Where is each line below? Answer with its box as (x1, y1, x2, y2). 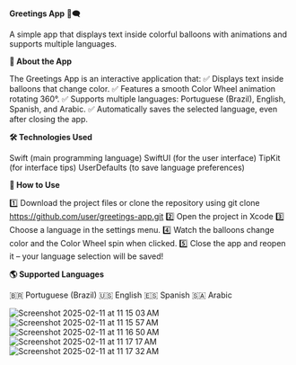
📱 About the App (9, 56, 73, 67)
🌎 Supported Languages (9, 269, 105, 280)
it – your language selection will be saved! (9, 251, 164, 262)
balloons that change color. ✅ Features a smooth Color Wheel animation (9, 84, 276, 93)
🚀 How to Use (9, 180, 60, 190)
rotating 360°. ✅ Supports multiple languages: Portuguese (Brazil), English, (9, 93, 286, 104)
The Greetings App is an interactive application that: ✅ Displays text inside (9, 74, 284, 84)
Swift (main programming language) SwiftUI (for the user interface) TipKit (9, 153, 281, 163)
